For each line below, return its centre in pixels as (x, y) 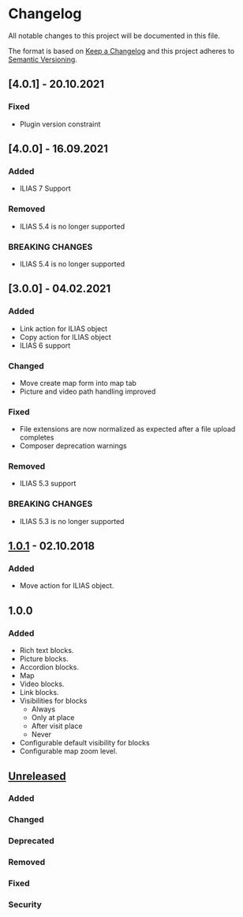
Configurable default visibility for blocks (84, 743)
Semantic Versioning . (43, 59)
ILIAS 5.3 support (48, 484)
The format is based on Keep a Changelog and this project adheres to (121, 51)
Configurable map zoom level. (68, 751)
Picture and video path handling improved (88, 391)
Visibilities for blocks (53, 701)
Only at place (53, 718)
